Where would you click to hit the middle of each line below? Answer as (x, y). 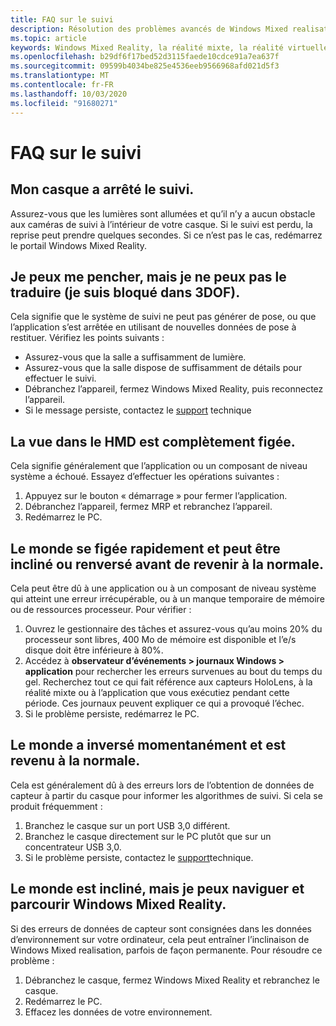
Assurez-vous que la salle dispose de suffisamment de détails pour (163, 368)
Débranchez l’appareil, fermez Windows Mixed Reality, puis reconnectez (174, 389)
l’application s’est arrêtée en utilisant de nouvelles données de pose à (153, 327)
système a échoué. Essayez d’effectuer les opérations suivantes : (145, 477)
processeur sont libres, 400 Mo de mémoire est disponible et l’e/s (160, 639)
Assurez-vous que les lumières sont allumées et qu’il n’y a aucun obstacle (163, 213)
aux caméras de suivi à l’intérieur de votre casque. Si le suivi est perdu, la (161, 224)
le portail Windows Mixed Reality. (79, 245)
